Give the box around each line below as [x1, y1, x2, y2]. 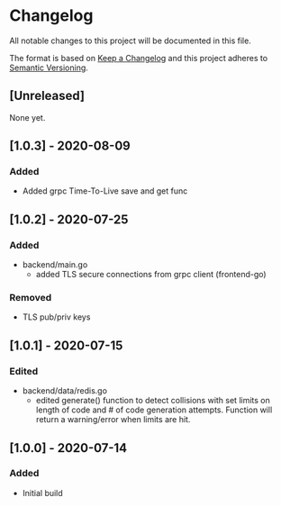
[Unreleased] [9, 88, 86, 104]
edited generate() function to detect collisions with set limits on [35, 395, 270, 406]
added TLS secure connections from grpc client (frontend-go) [35, 269, 267, 280]
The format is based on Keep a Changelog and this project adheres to [9, 52, 268, 63]
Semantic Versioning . [9, 62, 88, 73]
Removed [9, 292, 52, 304]
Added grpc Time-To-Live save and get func [22, 185, 188, 196]
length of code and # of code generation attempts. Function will [35, 404, 273, 415]
